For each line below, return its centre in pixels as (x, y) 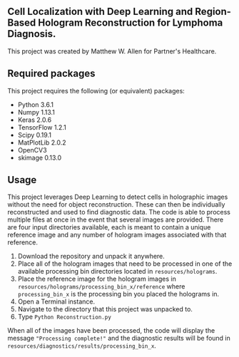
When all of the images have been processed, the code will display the (111, 331)
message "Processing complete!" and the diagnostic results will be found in (119, 338)
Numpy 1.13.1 (36, 112)
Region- (213, 12)
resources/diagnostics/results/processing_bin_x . (82, 346)
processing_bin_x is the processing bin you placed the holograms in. (118, 294)
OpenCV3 (32, 150)
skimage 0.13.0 (40, 157)
